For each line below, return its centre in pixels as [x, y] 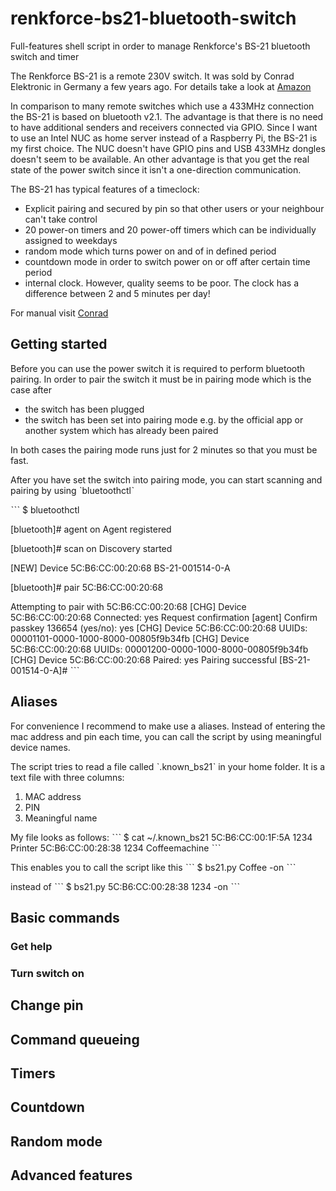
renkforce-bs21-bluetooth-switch [153, 18]
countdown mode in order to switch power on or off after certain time [167, 261]
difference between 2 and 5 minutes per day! [117, 293]
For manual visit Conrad [59, 313]
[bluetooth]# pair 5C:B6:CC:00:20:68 [87, 587]
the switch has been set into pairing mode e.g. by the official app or [164, 419]
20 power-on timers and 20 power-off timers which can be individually [170, 229]
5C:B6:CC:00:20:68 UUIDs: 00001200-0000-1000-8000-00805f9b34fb [159, 649]
